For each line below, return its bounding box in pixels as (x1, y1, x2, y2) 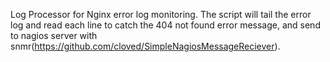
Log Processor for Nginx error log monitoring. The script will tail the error (10, 9, 312, 20)
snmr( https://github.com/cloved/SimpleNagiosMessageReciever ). (10, 40, 281, 52)
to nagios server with (10, 30, 98, 41)
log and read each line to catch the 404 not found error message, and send (10, 19, 321, 31)
